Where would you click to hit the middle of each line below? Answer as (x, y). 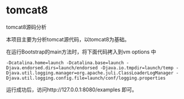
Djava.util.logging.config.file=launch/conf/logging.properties (86, 78)
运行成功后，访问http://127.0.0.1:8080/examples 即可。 (72, 89)
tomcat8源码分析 (26, 27)
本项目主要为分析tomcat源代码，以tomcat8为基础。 (68, 39)
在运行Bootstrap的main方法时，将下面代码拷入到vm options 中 (81, 52)
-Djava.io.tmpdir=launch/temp (137, 68)
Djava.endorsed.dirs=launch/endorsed (52, 68)
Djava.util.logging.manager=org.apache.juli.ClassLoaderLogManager (90, 73)
